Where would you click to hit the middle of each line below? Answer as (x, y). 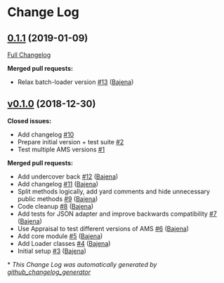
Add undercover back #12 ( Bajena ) (68, 177)
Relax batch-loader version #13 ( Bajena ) (75, 82)
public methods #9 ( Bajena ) (58, 199)
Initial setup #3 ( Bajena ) (52, 251)
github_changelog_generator (49, 272)
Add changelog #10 (46, 134)
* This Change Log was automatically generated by (82, 264)
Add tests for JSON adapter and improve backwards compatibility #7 (117, 214)
